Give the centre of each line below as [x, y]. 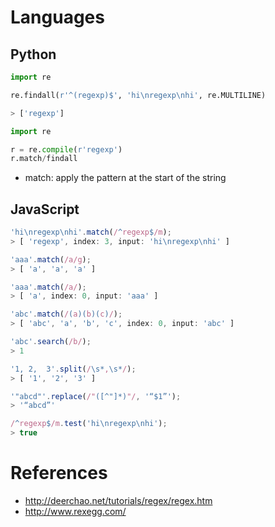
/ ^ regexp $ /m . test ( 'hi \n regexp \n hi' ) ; [89, 424]
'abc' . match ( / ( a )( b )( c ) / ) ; [66, 314]
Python [33, 54]
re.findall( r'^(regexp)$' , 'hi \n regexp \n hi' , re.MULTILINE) [138, 95]
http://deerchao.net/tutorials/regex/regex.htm [118, 500]
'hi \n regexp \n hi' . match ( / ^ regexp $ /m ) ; [91, 232]
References [59, 473]
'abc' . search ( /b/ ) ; [51, 342]
